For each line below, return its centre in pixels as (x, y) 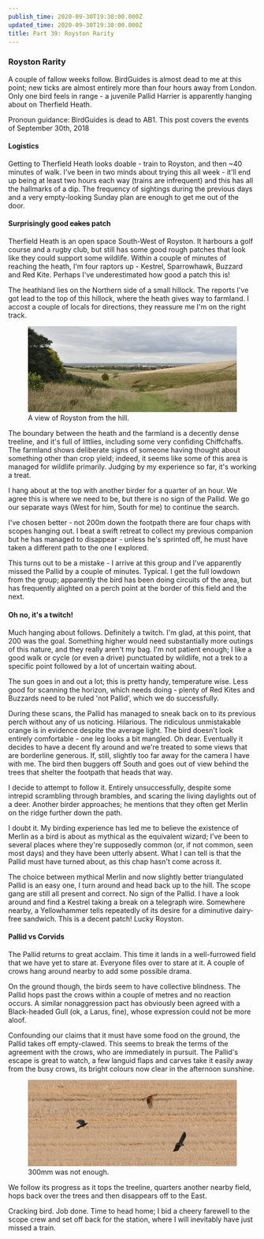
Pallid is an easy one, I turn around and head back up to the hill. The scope (129, 885)
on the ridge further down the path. (65, 813)
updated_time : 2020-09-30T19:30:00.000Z (76, 25)
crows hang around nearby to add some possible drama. (100, 971)
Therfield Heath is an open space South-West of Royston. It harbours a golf (131, 242)
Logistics (24, 146)
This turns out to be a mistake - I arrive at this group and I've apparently (125, 563)
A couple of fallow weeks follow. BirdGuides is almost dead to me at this (125, 79)
